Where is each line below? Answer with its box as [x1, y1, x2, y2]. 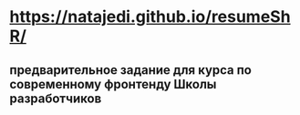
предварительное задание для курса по [9, 62, 253, 78]
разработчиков [9, 90, 102, 106]
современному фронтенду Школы [9, 76, 217, 92]
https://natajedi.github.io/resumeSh [9, 6, 291, 27]
